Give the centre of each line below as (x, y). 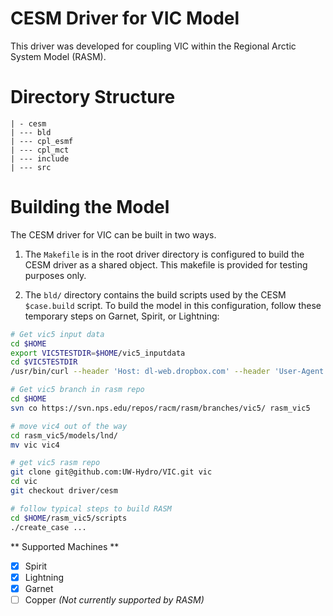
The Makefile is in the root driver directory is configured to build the (164, 254)
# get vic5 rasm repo (55, 463)
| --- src (31, 167)
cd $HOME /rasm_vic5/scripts (69, 518)
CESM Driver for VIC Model (125, 18)
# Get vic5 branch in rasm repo (77, 390)
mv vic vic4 (35, 445)
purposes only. (55, 275)
